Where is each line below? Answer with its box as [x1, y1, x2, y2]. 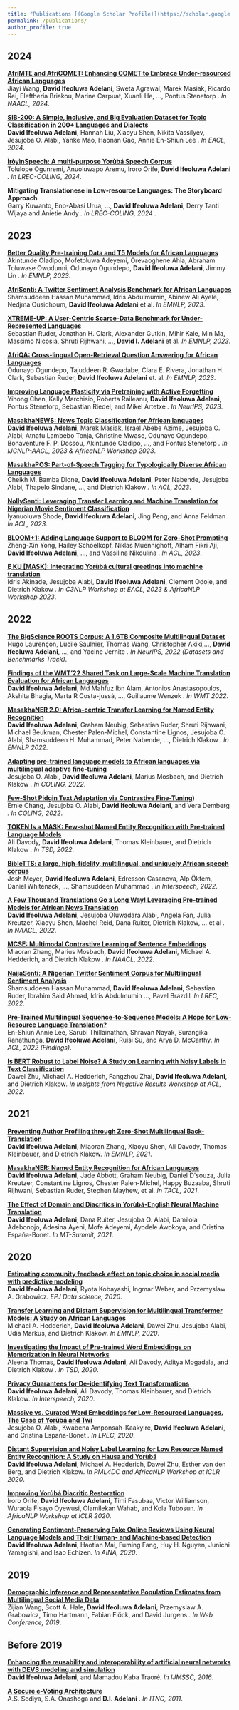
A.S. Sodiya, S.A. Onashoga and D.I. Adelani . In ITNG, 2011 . [7, 1694, 184, 1703]
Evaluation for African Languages [7, 676, 109, 685]
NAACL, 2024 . [7, 99, 50, 108]
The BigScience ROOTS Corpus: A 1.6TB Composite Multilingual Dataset [7, 632, 225, 640]
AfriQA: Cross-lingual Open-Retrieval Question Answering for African [7, 351, 218, 359]
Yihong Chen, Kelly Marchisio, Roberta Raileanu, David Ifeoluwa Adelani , [7, 395, 222, 403]
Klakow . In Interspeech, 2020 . [7, 1395, 95, 1403]
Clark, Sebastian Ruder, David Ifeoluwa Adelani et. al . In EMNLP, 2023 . [7, 374, 216, 382]
